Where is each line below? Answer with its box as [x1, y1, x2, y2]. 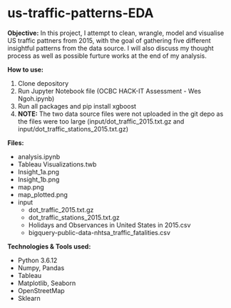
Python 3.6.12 [17, 256, 58, 264]
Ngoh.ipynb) [17, 94, 55, 103]
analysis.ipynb [17, 152, 61, 161]
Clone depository [17, 79, 69, 87]
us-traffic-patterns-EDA [7, 5, 154, 21]
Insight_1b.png [17, 175, 60, 184]
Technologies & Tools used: [7, 242, 91, 251]
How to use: [7, 65, 44, 74]
